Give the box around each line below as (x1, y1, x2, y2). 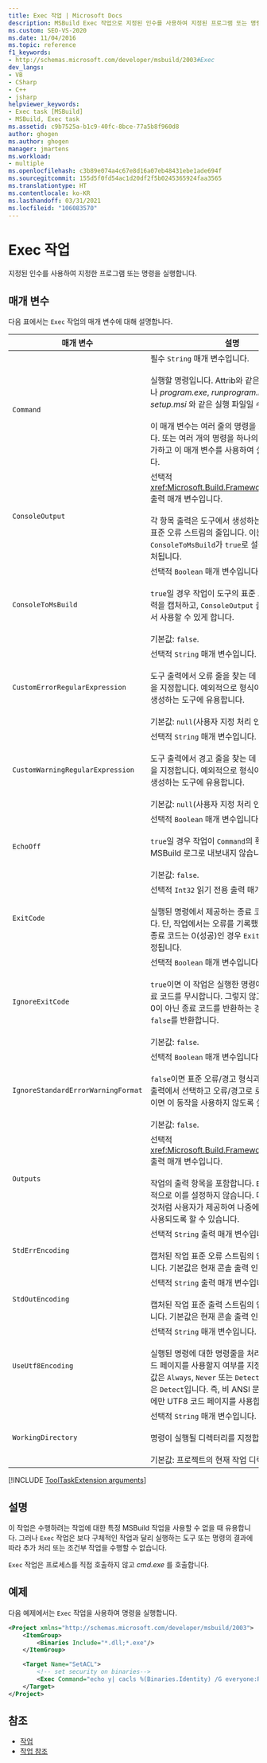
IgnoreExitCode (12, 997, 70, 1007)
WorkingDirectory (12, 1433, 78, 1442)
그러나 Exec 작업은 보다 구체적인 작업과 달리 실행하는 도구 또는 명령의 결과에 (18, 1533, 253, 1543)
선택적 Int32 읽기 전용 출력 (149, 884, 246, 895)
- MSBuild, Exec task (8, 115, 80, 123)
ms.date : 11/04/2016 (8, 33, 77, 42)
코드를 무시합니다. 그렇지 (159, 991, 247, 1002)
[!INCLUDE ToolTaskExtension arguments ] (8, 1476, 147, 1485)
